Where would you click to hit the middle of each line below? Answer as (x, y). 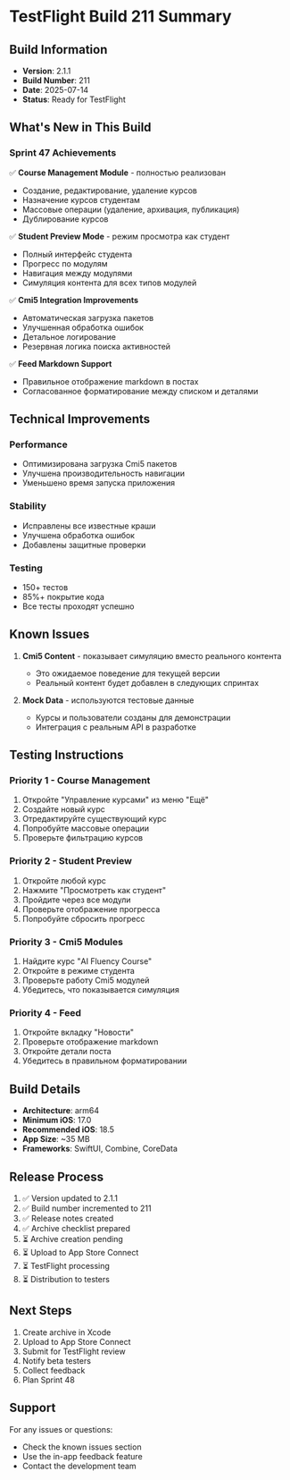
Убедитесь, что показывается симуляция (101, 990)
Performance (39, 444)
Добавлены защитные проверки (84, 545)
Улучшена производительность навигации (104, 474)
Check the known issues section (82, 1447)
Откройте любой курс (64, 880)
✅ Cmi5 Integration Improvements (74, 300)
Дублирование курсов (65, 219)
